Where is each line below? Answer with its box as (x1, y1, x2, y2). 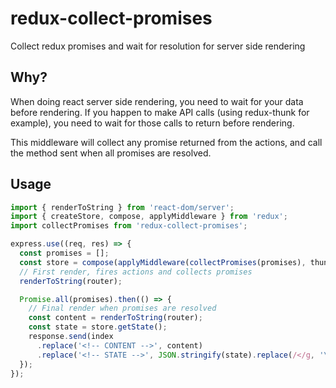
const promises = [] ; (19, 248, 110, 259)
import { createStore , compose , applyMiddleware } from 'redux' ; (10, 212, 288, 222)
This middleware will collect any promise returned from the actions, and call (10, 136, 323, 148)
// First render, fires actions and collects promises (19, 267, 253, 277)
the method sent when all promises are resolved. (10, 147, 212, 159)
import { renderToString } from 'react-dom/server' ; (10, 202, 235, 212)
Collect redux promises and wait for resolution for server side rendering (10, 40, 306, 52)
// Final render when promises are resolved (28, 303, 217, 314)
